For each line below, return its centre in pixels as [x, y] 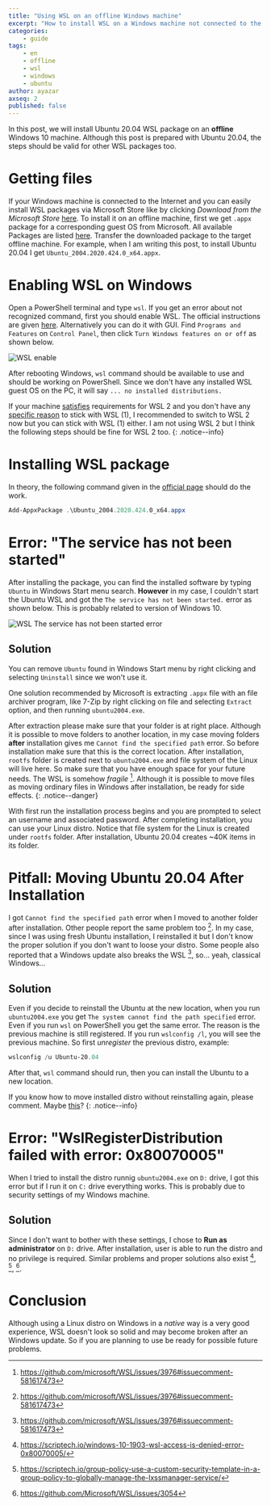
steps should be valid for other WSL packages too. [92, 146]
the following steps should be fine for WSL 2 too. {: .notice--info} [116, 432]
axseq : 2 [23, 99]
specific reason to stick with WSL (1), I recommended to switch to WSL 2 [129, 414]
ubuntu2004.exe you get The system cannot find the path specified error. [132, 1017]
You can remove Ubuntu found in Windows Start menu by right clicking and [132, 668]
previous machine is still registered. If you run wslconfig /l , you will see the [134, 1034]
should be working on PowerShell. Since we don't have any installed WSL [130, 382]
